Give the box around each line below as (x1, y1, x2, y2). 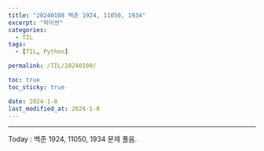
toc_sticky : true (8, 83, 65, 91)
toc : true (8, 76, 41, 84)
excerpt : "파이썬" (8, 19, 64, 27)
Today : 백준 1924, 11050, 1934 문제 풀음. (8, 135, 137, 144)
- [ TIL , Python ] (15, 48, 68, 56)
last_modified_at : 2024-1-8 (8, 105, 101, 113)
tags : (8, 41, 26, 49)
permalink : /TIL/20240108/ (8, 62, 97, 70)
